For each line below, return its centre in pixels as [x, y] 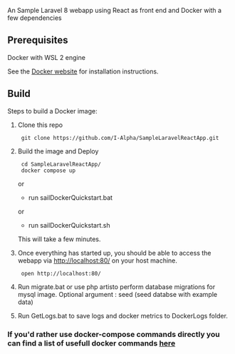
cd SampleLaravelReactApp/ [61, 164]
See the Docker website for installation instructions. [83, 71]
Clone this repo [40, 125]
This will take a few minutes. [59, 239]
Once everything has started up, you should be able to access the [114, 253]
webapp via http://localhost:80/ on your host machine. [98, 261]
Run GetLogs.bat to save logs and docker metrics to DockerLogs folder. [122, 315]
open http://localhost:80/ [61, 273]
